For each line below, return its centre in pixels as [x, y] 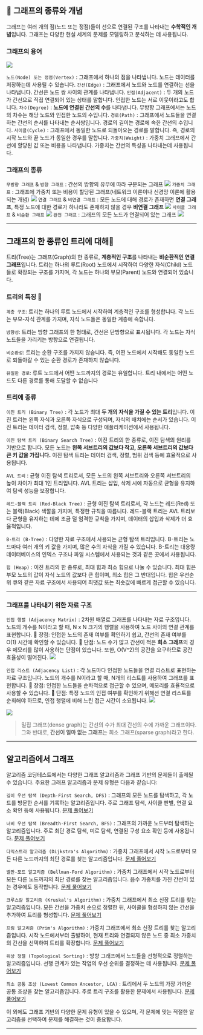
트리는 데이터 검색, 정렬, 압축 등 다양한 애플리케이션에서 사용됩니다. [91, 427]
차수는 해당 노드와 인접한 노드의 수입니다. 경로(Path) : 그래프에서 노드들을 [99, 115]
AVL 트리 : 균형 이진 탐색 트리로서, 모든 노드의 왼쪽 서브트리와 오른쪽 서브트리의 [99, 475]
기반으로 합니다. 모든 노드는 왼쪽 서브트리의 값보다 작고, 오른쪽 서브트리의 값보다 [100, 447]
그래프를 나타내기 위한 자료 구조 [49, 605]
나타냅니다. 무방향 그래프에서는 [149, 107]
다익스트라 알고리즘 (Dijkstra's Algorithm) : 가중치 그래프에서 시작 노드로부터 [98, 851]
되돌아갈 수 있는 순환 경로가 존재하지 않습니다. [66, 360]
